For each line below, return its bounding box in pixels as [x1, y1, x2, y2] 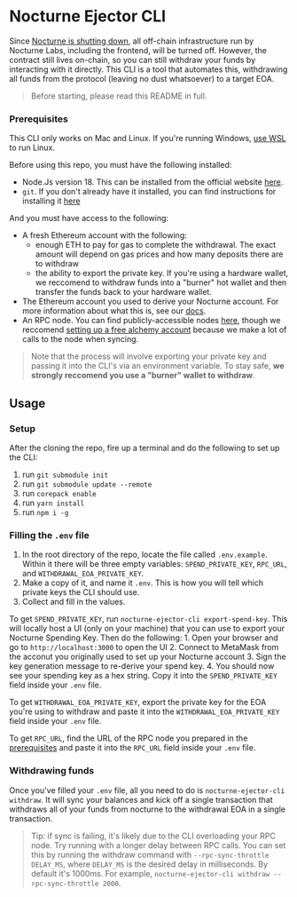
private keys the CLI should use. [21, 587, 140, 598]
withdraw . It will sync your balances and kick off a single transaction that [9, 794, 273, 805]
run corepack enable [21, 488, 97, 498]
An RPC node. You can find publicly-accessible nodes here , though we [21, 315, 281, 326]
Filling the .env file [9, 528, 90, 541]
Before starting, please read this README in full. [30, 91, 207, 101]
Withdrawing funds [9, 765, 95, 777]
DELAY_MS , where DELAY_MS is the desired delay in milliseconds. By [30, 859, 269, 869]
